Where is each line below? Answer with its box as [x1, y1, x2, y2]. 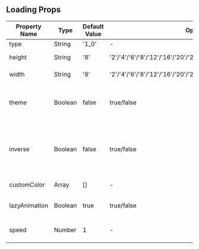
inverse [9, 145, 30, 153]
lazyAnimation [9, 201, 49, 209]
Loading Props [6, 5, 61, 15]
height [9, 53, 27, 61]
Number [54, 225, 77, 234]
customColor [9, 180, 46, 189]
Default [82, 22, 104, 30]
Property [15, 22, 41, 30]
